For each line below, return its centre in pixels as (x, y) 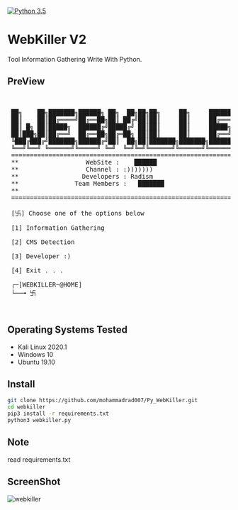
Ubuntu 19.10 (36, 362)
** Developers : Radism (82, 176)
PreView (26, 82)
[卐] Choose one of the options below (78, 213)
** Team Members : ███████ (88, 183)
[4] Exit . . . (37, 270)
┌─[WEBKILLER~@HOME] (47, 284)
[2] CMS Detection (43, 242)
